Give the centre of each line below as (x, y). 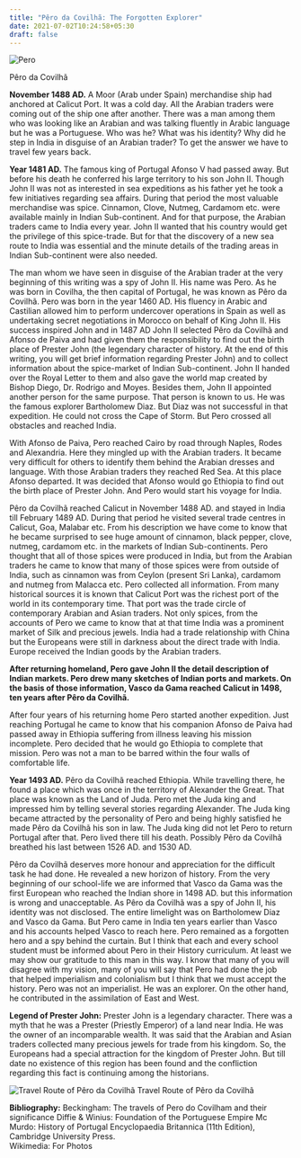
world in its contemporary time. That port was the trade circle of (128, 604)
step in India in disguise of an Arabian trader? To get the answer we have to (149, 143)
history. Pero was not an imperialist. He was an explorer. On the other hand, (149, 989)
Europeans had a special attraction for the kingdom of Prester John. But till (147, 1054)
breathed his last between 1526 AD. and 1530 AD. (101, 847)
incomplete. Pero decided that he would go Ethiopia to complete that (136, 744)
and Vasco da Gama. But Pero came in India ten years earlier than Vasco (143, 922)
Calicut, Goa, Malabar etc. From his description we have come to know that (148, 528)
